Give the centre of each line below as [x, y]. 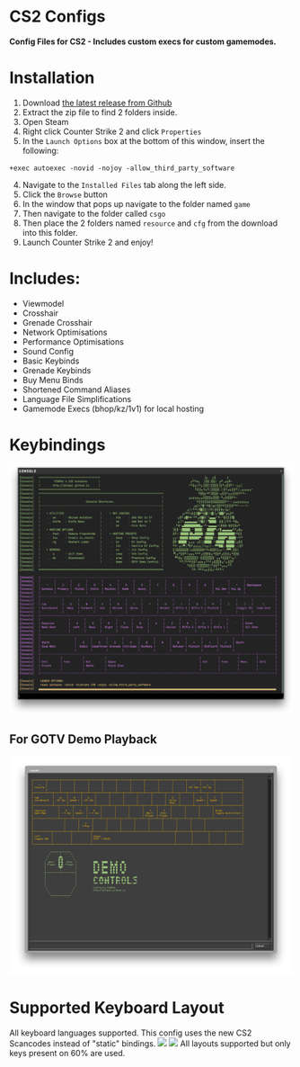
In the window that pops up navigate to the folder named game [136, 203]
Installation [52, 78]
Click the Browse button [65, 194]
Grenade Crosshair [57, 322]
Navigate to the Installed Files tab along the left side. [124, 184]
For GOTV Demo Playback [83, 739]
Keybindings [57, 445]
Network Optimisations [65, 332]
